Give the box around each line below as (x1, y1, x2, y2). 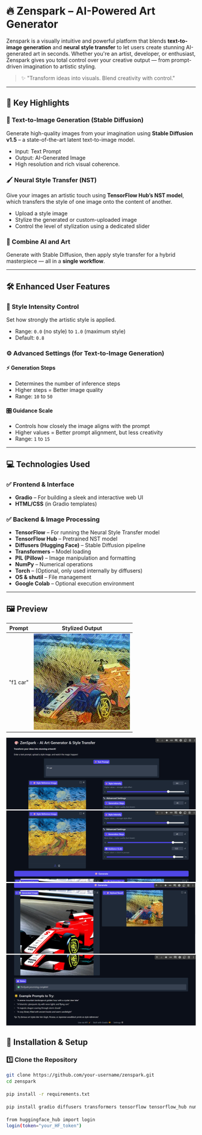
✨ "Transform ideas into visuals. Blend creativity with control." (20, 74, 176, 82)
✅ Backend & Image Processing (6, 515, 100, 524)
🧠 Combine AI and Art (6, 237, 70, 246)
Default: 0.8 (14, 334, 44, 341)
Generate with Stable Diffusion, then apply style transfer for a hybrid (6, 251, 176, 259)
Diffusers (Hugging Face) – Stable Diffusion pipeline (14, 542, 145, 549)
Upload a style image (14, 209, 68, 217)
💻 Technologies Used (6, 459, 90, 470)
